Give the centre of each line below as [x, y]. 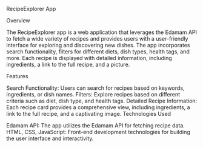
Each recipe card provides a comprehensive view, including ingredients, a [98, 107]
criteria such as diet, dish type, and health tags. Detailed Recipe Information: [102, 101]
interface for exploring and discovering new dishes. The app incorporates [98, 45]
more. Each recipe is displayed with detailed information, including [89, 58]
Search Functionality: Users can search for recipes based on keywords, [95, 88]
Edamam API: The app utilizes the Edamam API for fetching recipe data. [95, 126]
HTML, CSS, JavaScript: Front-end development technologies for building [98, 132]
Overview [18, 20]
